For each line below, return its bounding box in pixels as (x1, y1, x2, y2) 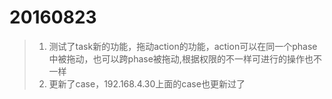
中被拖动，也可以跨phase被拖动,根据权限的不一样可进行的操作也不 (48, 52, 322, 65)
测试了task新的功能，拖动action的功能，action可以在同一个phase (48, 40, 318, 52)
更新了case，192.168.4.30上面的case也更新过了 (48, 77, 246, 90)
